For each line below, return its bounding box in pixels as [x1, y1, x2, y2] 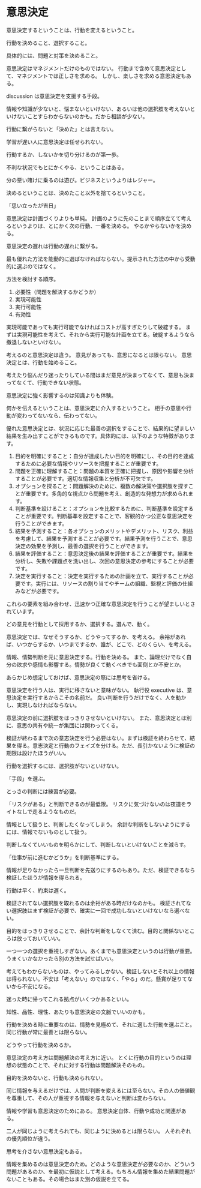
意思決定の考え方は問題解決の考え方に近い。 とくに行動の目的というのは [6, 1054, 187, 1061]
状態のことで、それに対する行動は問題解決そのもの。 [16, 1061, 148, 1069]
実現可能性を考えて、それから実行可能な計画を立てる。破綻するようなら [16, 331, 195, 338]
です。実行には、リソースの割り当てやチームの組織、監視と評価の [20, 580, 183, 587]
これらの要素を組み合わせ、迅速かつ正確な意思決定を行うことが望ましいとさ [6, 600, 196, 607]
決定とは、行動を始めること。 [6, 358, 80, 366]
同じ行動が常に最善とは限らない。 [6, 1028, 91, 1036]
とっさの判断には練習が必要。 [6, 787, 80, 795]
